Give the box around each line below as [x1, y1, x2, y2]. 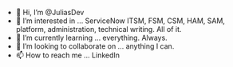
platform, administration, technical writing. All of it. [15, 25, 182, 33]
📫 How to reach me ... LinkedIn [15, 50, 120, 60]
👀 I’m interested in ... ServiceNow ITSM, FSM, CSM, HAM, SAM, [15, 16, 226, 26]
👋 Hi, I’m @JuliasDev [15, 8, 85, 17]
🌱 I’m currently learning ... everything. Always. [15, 33, 168, 42]
